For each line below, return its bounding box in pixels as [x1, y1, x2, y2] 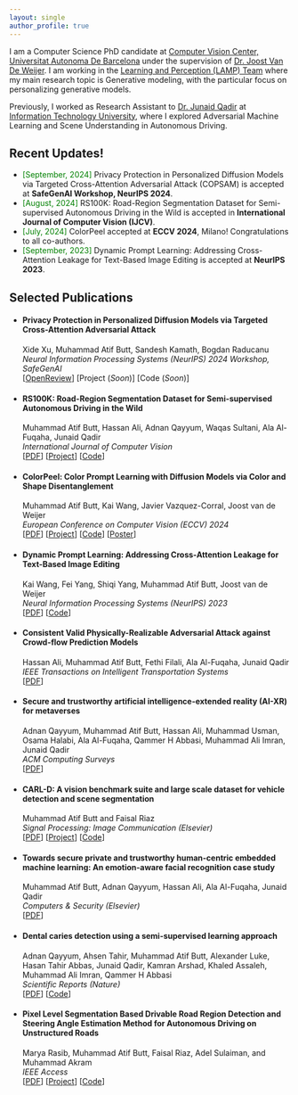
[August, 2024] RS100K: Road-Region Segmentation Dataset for [21, 198, 257, 209]
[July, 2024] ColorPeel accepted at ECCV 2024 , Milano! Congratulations [21, 226, 289, 237]
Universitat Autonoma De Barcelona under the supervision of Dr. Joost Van [9, 55, 284, 66]
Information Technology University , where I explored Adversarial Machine [9, 111, 279, 121]
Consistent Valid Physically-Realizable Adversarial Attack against [21, 628, 271, 638]
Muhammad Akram [21, 1057, 93, 1067]
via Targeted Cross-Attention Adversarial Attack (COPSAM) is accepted [21, 179, 285, 190]
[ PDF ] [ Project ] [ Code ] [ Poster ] [21, 529, 137, 539]
